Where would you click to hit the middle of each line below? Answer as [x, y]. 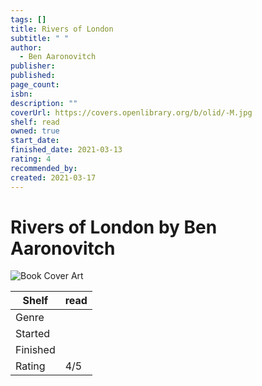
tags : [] [28, 19]
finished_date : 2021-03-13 [66, 150]
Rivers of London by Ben [114, 227]
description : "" [44, 103]
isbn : [21, 94]
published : [33, 76]
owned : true [35, 131]
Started [33, 334]
